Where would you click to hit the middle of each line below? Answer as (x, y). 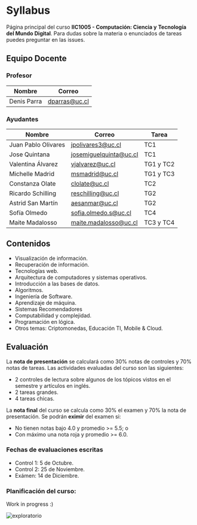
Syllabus (28, 10)
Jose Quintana (30, 154)
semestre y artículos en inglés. (53, 386)
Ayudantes (22, 119)
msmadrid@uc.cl (94, 174)
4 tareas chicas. (35, 398)
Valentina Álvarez (34, 164)
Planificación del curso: (41, 491)
